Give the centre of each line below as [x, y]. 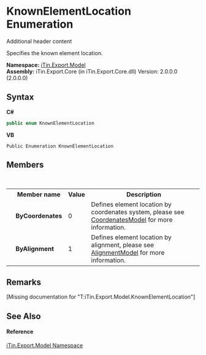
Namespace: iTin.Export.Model [46, 65]
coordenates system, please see [138, 212]
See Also [24, 316]
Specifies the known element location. [55, 53]
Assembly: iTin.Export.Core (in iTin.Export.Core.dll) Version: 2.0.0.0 [92, 71]
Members [25, 165]
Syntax [20, 97]
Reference [20, 332]
